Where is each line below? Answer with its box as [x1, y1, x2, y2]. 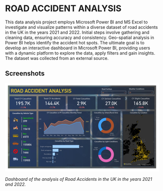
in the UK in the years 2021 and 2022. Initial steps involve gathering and [5, 29, 150, 35]
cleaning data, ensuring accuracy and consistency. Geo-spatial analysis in [5, 35, 155, 40]
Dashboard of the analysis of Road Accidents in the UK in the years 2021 [5, 176, 152, 182]
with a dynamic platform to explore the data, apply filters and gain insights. [5, 50, 155, 56]
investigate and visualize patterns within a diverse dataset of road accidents [5, 24, 158, 30]
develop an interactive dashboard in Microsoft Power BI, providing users [5, 45, 150, 51]
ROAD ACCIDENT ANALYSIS [5, 3, 122, 14]
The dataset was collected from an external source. [5, 55, 109, 61]
